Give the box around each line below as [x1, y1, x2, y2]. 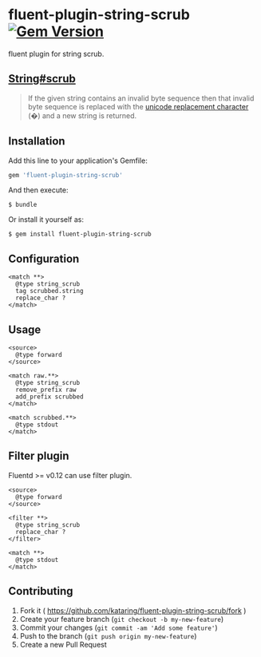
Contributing [8, 584, 73, 598]
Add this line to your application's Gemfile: [8, 156, 148, 165]
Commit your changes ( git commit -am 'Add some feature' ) [19, 623, 218, 632]
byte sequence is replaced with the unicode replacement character [27, 101, 249, 111]
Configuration [8, 251, 80, 265]
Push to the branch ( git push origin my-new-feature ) [19, 631, 197, 640]
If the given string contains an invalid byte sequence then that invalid [27, 93, 255, 103]
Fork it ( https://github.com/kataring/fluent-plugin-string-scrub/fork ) [19, 605, 247, 615]
